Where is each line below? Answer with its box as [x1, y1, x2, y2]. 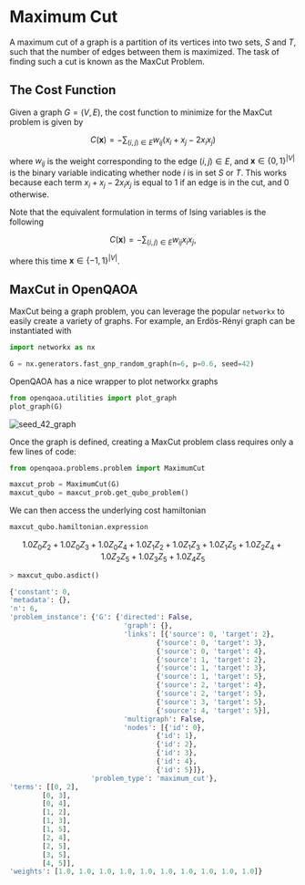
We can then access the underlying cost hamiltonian [9, 505, 207, 516]
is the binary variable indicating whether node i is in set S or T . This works [9, 167, 287, 178]
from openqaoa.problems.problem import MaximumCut [9, 463, 206, 473]
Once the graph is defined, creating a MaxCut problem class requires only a [9, 436, 294, 447]
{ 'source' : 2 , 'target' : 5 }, [156, 689, 267, 699]
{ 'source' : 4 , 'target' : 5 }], [156, 705, 271, 715]
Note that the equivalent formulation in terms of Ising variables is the [9, 206, 267, 217]
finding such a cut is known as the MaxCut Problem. [9, 56, 205, 67]
